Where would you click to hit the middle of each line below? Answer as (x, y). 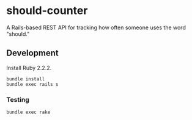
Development (33, 53)
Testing (18, 99)
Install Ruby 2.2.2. (29, 68)
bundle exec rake (28, 112)
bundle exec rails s (33, 84)
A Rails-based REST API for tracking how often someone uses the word (96, 27)
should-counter (47, 11)
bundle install (26, 79)
